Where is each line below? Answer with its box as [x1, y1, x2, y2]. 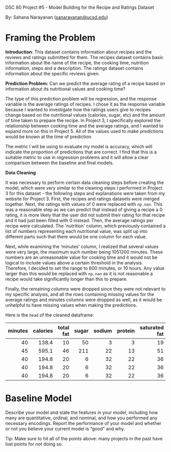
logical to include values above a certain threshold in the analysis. [5, 259, 144, 265]
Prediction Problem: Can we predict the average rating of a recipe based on [5, 80, 165, 86]
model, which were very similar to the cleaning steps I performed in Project [5, 184, 163, 191]
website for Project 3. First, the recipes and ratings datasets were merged [5, 196, 160, 202]
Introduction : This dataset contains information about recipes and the [5, 48, 152, 55]
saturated [139, 324, 164, 331]
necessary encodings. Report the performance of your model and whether [5, 420, 162, 426]
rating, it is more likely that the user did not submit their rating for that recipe [5, 211, 165, 218]
